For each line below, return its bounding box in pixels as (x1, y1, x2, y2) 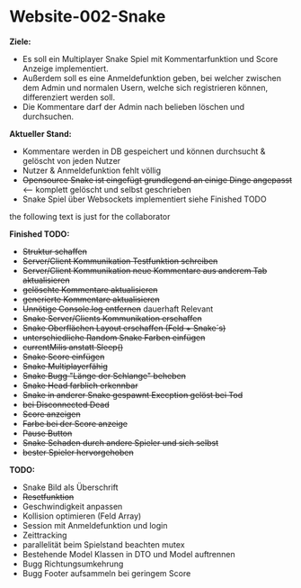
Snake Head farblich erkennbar (22, 380, 138, 391)
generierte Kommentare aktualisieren (22, 294, 160, 304)
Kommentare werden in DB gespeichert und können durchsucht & (22, 146, 266, 157)
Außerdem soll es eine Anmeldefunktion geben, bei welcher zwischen (22, 72, 281, 83)
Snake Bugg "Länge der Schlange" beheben (22, 370, 187, 381)
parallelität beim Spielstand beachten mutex (22, 538, 186, 550)
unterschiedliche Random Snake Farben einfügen (22, 331, 206, 343)
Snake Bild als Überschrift (22, 482, 119, 493)
